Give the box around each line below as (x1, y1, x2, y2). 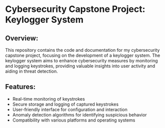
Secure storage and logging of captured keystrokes (12, 101, 119, 107)
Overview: (5, 34, 38, 42)
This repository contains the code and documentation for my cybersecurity (5, 47, 160, 53)
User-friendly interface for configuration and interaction (12, 106, 127, 113)
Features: (5, 83, 36, 91)
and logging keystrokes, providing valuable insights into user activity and (5, 63, 155, 69)
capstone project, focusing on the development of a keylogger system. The (5, 52, 160, 58)
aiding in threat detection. (5, 68, 58, 74)
